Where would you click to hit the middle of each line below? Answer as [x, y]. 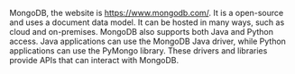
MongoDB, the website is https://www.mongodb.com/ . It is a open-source [147, 13]
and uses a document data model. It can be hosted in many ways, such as [147, 22]
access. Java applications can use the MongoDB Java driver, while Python [148, 41]
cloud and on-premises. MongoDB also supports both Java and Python [141, 32]
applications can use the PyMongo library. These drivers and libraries [138, 51]
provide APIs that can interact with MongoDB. [94, 60]
